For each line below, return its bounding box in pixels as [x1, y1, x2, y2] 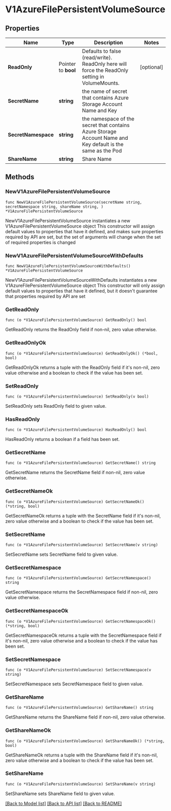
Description [94, 39, 123, 46]
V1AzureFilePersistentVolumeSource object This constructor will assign [5, 223, 155, 229]
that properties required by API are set [5, 293, 85, 299]
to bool [59, 67, 76, 73]
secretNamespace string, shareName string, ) [5, 204, 103, 209]
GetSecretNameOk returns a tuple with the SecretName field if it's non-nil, [5, 512, 161, 519]
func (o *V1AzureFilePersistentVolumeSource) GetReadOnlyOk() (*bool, [5, 351, 158, 356]
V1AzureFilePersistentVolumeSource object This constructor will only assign [5, 282, 165, 288]
